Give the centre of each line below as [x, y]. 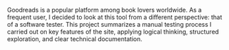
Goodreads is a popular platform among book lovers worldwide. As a [105, 10]
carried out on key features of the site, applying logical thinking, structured [113, 32]
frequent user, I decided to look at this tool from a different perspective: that [115, 17]
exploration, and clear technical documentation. [75, 39]
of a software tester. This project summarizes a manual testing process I [109, 24]
